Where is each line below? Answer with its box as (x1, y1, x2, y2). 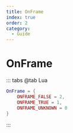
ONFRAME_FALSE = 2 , (17, 93, 65, 99)
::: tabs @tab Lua (6, 77, 48, 84)
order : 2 (6, 20, 28, 26)
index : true (6, 14, 36, 20)
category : (6, 25, 31, 32)
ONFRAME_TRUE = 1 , (17, 99, 62, 105)
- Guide (11, 31, 31, 37)
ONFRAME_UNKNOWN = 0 (17, 105, 68, 111)
